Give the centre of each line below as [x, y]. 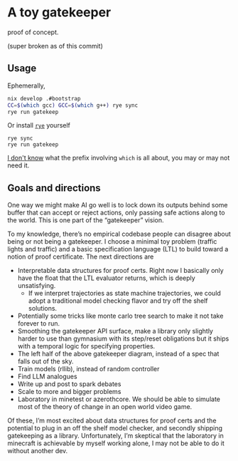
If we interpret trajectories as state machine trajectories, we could [125, 294]
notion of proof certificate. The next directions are [81, 257]
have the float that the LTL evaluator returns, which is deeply [106, 278]
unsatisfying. [37, 286]
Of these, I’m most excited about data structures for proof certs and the [112, 420]
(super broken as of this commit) [55, 46]
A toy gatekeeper [59, 12]
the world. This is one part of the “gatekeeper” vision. [86, 220]
